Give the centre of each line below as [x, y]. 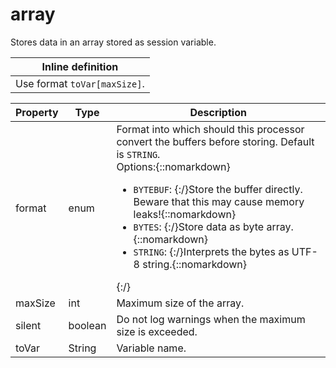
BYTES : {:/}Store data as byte [199, 226]
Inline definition [80, 66]
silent [28, 325]
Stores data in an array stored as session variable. [113, 42]
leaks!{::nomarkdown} [185, 214]
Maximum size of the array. [180, 303]
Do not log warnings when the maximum [211, 319]
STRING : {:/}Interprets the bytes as [211, 251]
